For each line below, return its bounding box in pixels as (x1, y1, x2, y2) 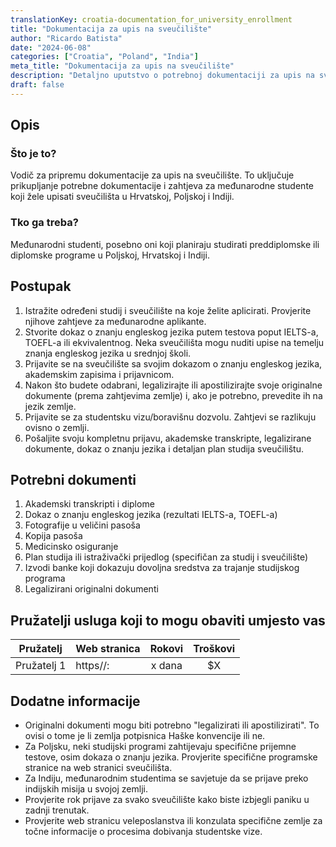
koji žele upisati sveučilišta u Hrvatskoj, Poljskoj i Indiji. (10, 191, 235, 203)
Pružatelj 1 (15, 659, 67, 673)
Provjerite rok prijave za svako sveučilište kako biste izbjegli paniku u (24, 793, 310, 805)
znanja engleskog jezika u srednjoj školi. (24, 347, 192, 359)
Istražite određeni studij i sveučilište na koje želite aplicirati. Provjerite (24, 304, 312, 316)
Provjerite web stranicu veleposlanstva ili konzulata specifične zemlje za (24, 814, 323, 826)
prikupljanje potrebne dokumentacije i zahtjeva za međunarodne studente (10, 180, 314, 192)
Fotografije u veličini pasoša (24, 519, 141, 531)
